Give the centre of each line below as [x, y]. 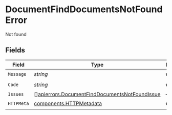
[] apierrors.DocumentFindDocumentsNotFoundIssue [97, 94]
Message [17, 74]
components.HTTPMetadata [68, 104]
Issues [16, 94]
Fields [15, 50]
